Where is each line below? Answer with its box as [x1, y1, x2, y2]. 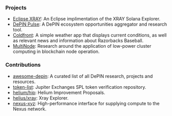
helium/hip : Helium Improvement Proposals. [12, 89, 105, 95]
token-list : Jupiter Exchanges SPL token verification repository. [12, 84, 146, 90]
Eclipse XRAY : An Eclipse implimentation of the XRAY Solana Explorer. [12, 16, 161, 22]
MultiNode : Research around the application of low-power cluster [12, 43, 151, 49]
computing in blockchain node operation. [12, 48, 100, 55]
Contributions [5, 61, 41, 68]
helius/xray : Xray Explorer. [12, 94, 69, 101]
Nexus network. [12, 106, 47, 112]
